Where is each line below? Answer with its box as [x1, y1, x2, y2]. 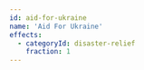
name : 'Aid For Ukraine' [9, 22, 103, 31]
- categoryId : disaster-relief [17, 38, 136, 48]
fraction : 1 [25, 47, 71, 56]
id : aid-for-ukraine [9, 13, 88, 23]
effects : [9, 30, 43, 39]
